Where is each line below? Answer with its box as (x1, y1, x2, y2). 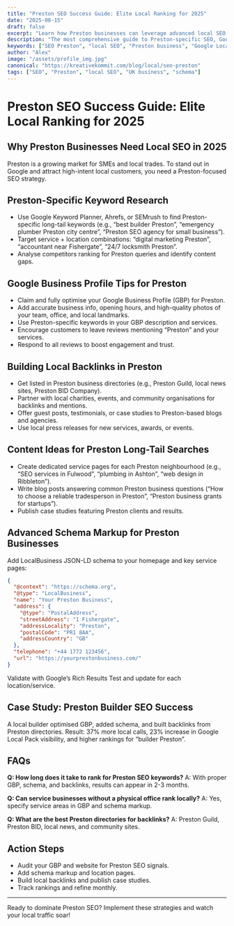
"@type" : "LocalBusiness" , (13, 590, 92, 597)
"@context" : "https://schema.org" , (13, 583, 117, 591)
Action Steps (7, 842, 65, 854)
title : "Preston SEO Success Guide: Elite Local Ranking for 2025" (7, 10, 208, 17)
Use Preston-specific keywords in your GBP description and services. (17, 318, 218, 327)
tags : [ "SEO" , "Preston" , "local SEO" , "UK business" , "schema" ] (7, 68, 201, 75)
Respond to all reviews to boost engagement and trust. (17, 341, 175, 349)
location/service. (7, 681, 56, 690)
